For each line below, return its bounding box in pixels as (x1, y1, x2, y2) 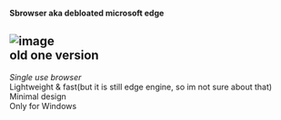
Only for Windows (9, 100, 77, 111)
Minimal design (9, 90, 66, 102)
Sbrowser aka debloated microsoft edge (9, 8, 165, 18)
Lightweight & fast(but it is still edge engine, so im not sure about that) (9, 81, 273, 92)
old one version (9, 48, 99, 63)
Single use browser (9, 71, 82, 82)
